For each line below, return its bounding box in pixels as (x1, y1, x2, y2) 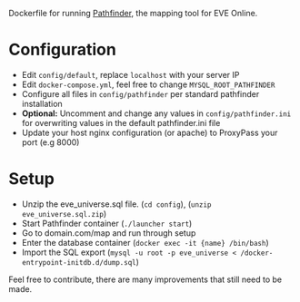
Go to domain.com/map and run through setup (21, 227, 196, 239)
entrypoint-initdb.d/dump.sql (21, 258, 137, 267)
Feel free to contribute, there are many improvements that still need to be (8, 274, 283, 285)
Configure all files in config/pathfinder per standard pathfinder (21, 88, 260, 99)
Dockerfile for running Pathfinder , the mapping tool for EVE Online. (8, 8, 258, 18)
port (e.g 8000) (21, 136, 80, 148)
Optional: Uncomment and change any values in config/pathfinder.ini (21, 108, 292, 119)
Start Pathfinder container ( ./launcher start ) (21, 218, 193, 229)
